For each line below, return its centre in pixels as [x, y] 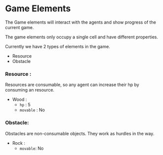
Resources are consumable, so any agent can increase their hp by [72, 85]
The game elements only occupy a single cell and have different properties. [82, 37]
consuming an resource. [30, 90]
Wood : [19, 99]
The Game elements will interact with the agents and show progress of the [81, 22]
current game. [19, 27]
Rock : [19, 143]
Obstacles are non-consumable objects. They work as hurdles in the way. [80, 133]
